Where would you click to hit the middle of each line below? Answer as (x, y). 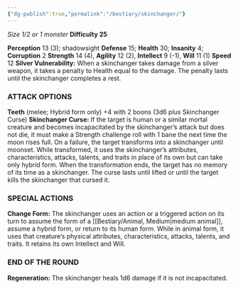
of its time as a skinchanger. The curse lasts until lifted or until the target (113, 172)
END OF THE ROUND (43, 262)
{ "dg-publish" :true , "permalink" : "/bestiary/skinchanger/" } (97, 14)
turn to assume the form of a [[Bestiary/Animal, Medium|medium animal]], (115, 222)
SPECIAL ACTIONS (40, 198)
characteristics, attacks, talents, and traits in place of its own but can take (115, 157)
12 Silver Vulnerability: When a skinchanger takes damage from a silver (113, 63)
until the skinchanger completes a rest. (64, 78)
